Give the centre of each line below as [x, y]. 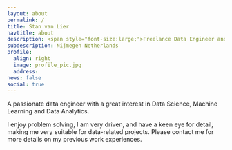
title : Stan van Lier [38, 26]
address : [26, 71]
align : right [32, 59]
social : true [26, 84]
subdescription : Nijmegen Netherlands [63, 46]
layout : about [28, 13]
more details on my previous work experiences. [75, 140]
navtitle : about [30, 33]
